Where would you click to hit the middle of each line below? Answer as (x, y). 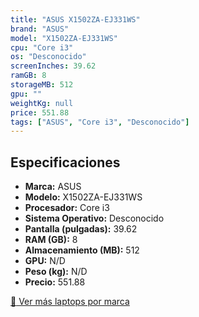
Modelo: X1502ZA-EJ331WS (83, 197)
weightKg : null (42, 103)
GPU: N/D (45, 261)
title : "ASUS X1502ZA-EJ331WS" (75, 19)
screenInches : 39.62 (53, 66)
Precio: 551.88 (55, 282)
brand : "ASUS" (40, 29)
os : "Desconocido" (48, 57)
